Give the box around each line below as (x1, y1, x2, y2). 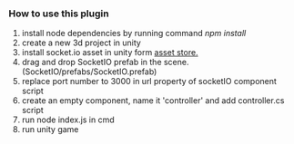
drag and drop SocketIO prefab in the (21, 57, 162, 68)
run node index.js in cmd (21, 114, 115, 125)
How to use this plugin (8, 7, 110, 20)
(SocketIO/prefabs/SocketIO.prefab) (21, 66, 157, 77)
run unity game (21, 124, 79, 135)
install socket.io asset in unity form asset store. (21, 47, 198, 58)
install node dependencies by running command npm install (21, 28, 247, 39)
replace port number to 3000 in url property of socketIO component (21, 76, 277, 87)
